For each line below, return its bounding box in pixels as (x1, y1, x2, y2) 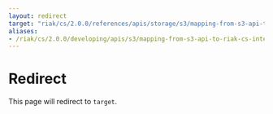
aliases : (8, 27, 38, 35)
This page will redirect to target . (8, 97, 118, 107)
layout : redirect (8, 11, 67, 20)
